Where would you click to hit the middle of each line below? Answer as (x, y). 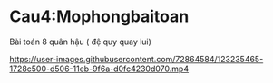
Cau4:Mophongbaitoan (99, 17)
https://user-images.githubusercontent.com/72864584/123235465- (136, 59)
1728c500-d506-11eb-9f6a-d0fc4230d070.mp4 (99, 69)
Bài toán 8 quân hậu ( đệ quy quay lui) (81, 41)
